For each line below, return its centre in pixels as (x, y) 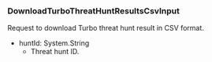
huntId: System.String (54, 43)
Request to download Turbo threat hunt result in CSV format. (106, 28)
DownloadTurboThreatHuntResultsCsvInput (94, 11)
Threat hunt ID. (55, 52)
